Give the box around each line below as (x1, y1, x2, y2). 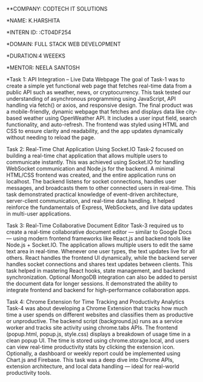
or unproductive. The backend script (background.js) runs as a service (6, 318, 183, 324)
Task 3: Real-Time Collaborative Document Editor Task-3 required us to (6, 222, 184, 229)
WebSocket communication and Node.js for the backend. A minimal (6, 165, 175, 172)
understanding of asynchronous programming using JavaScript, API (6, 95, 176, 102)
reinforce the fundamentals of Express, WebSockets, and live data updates (6, 203, 193, 211)
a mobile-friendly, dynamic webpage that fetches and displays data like (6, 108, 185, 115)
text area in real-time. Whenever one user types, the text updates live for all (6, 248, 195, 254)
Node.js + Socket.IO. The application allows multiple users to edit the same (6, 241, 193, 248)
